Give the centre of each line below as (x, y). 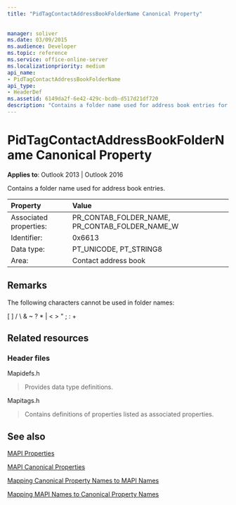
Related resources (48, 338)
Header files (29, 358)
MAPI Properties (31, 454)
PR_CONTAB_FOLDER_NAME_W (125, 226)
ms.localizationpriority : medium (56, 66)
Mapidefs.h (24, 373)
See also (26, 436)
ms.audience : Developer (42, 46)
